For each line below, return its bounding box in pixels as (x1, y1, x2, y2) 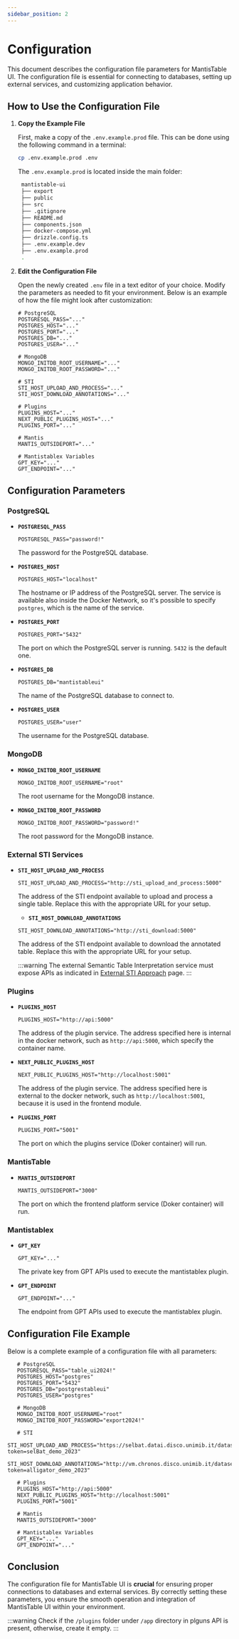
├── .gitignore (21, 207, 66, 214)
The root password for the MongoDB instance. (17, 831, 154, 841)
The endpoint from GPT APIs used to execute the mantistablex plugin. (17, 1307, 223, 1316)
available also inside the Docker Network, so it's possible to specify (17, 596, 216, 605)
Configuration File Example (7, 1328, 130, 1340)
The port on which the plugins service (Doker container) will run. (17, 1139, 208, 1148)
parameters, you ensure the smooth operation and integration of (7, 1595, 196, 1603)
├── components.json (21, 221, 82, 228)
